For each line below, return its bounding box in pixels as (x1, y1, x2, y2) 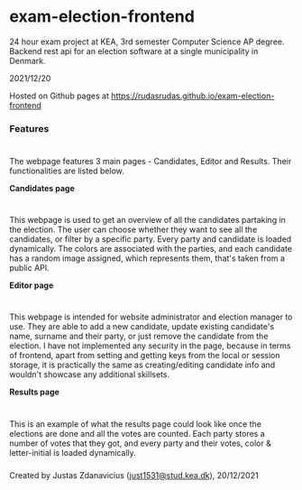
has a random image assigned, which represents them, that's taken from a (9, 253, 286, 263)
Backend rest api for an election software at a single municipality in (9, 45, 259, 56)
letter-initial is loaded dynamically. (9, 447, 137, 458)
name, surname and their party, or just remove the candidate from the (9, 331, 269, 342)
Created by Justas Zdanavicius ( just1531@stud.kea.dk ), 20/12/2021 (9, 469, 259, 480)
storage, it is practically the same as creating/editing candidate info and (9, 359, 276, 371)
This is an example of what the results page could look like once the (9, 418, 261, 430)
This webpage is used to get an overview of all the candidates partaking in (9, 215, 287, 226)
